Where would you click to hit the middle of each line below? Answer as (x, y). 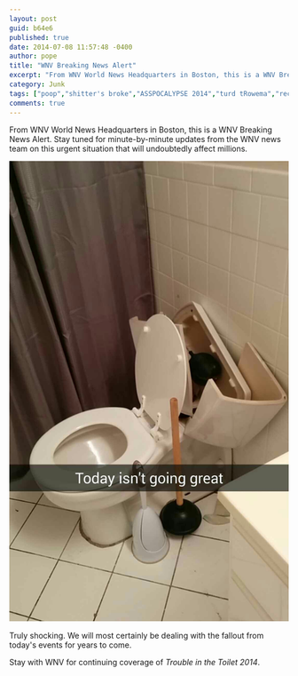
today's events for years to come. (71, 645)
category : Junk (37, 84)
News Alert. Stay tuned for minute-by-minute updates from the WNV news (145, 139)
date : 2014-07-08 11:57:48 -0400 (71, 47)
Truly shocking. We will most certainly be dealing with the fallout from (137, 636)
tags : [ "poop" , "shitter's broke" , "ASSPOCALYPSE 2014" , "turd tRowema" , (142, 93)
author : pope (33, 56)
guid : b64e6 (31, 28)
